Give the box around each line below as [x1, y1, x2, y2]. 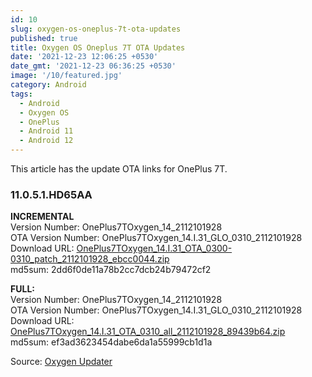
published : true [10, 33, 78, 43]
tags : [10, 89, 33, 99]
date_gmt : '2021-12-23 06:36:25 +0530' [10, 61, 177, 71]
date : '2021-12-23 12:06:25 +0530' [10, 52, 159, 62]
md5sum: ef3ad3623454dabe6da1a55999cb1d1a [10, 336, 213, 348]
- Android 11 [19, 126, 74, 136]
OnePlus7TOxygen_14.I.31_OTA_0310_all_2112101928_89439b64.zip [10, 326, 286, 338]
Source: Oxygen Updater [10, 356, 113, 368]
